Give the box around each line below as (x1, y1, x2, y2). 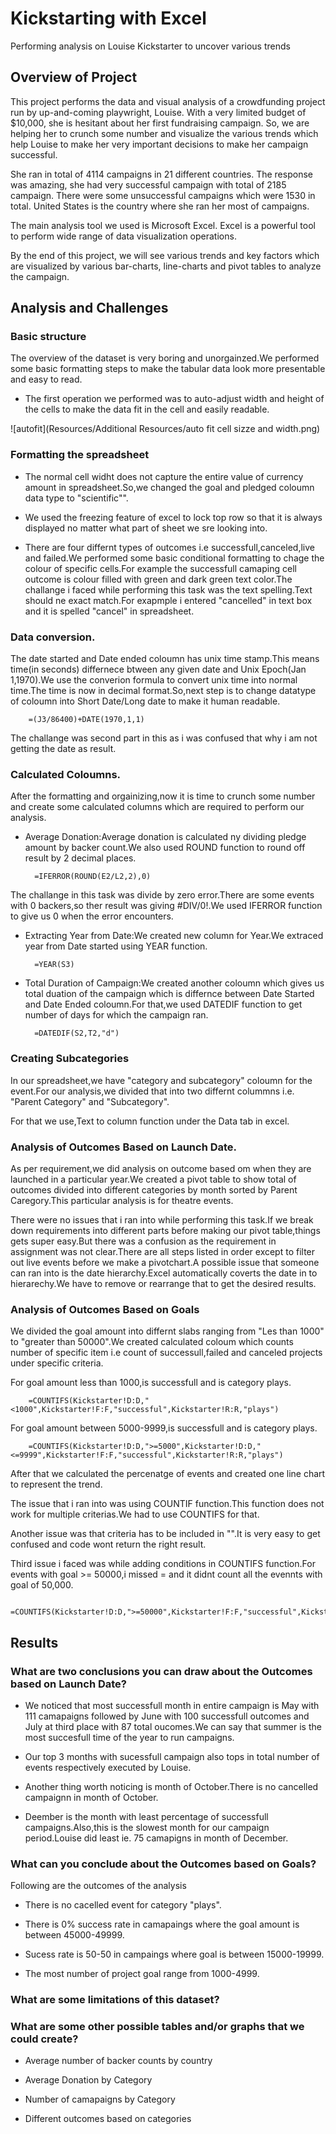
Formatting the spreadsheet (10, 448, 150, 462)
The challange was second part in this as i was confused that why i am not (10, 732, 318, 744)
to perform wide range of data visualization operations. (10, 230, 237, 242)
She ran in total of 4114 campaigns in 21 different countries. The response (10, 168, 313, 180)
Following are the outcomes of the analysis (10, 1880, 187, 1892)
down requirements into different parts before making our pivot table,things (10, 1224, 321, 1236)
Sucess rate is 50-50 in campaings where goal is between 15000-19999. (24, 1948, 325, 1961)
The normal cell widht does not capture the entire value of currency (24, 470, 304, 482)
